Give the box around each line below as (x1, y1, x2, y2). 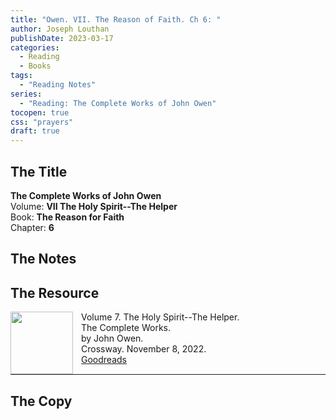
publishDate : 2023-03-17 (10, 33, 114, 43)
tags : (10, 71, 33, 81)
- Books (19, 61, 52, 71)
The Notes (10, 251, 77, 268)
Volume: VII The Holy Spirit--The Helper (10, 200, 178, 212)
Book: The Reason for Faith (10, 211, 125, 223)
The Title (10, 163, 68, 180)
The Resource (10, 284, 100, 301)
